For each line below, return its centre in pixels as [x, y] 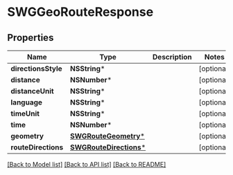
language [27, 102]
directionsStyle [36, 68]
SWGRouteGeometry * [108, 136]
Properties [31, 38]
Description [172, 57]
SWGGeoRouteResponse [80, 12]
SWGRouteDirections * [108, 147]
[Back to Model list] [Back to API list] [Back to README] [87, 164]
